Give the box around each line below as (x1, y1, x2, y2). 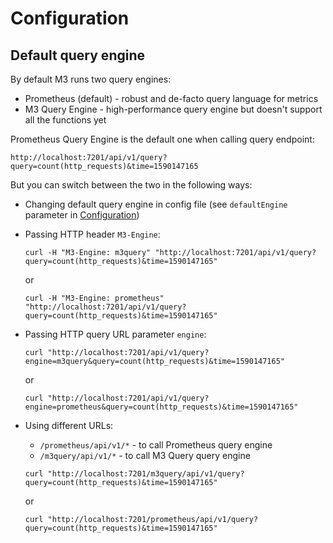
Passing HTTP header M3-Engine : (24, 228, 161, 240)
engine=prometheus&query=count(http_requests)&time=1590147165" (24, 402, 299, 412)
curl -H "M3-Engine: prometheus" (24, 293, 165, 303)
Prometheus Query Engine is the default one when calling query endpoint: (10, 133, 315, 145)
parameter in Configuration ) (24, 209, 140, 221)
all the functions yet (24, 114, 107, 126)
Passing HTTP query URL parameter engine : (24, 328, 207, 340)
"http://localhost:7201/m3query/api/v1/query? (47, 469, 245, 479)
